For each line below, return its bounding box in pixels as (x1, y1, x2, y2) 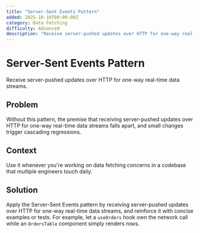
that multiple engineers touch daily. (6, 167, 92, 175)
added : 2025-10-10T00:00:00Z (6, 14, 79, 20)
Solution (6, 185, 38, 195)
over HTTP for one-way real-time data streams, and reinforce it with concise (6, 207, 194, 215)
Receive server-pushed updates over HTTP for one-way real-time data (6, 76, 180, 83)
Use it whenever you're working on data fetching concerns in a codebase (6, 161, 186, 169)
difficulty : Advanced (6, 25, 60, 32)
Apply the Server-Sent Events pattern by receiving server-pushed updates (6, 201, 189, 208)
